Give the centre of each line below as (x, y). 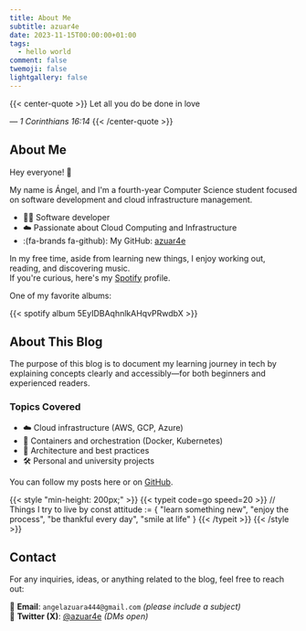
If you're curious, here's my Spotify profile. (90, 278)
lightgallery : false (49, 78)
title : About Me (40, 18)
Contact (33, 557)
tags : (20, 43)
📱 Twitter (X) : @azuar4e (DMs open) (79, 616)
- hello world (44, 52)
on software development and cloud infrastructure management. (131, 199)
